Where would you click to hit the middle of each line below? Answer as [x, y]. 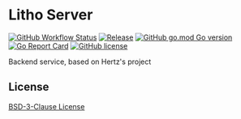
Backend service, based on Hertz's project [80, 62]
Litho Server [51, 15]
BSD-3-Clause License [47, 106]
